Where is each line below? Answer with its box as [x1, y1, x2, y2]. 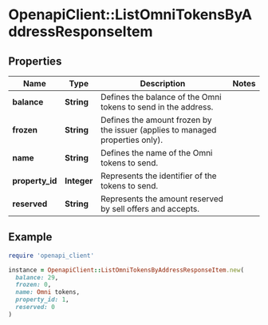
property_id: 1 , [15, 295, 69, 304]
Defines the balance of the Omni [100, 92, 222, 102]
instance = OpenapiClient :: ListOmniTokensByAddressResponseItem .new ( [8, 266, 245, 274]
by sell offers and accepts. [100, 204, 199, 214]
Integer [65, 176, 93, 186]
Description [140, 78, 186, 89]
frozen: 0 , [15, 281, 52, 289]
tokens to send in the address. [100, 101, 214, 113]
